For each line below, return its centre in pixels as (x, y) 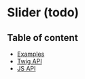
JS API (26, 68)
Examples (31, 54)
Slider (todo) (43, 13)
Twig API (29, 61)
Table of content (42, 38)
